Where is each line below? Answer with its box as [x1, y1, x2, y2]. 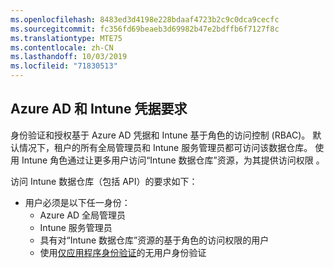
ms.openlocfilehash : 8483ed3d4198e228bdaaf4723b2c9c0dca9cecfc [10, 14, 280, 25]
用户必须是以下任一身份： [24, 196, 131, 208]
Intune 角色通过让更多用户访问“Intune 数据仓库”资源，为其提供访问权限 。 [21, 154, 325, 166]
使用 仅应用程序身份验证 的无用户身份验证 [39, 246, 207, 258]
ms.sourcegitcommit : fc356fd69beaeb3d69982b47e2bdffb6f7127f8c [10, 24, 280, 34]
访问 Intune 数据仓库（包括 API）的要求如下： [10, 175, 198, 187]
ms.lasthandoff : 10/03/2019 [10, 52, 128, 62]
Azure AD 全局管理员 [39, 209, 127, 221]
